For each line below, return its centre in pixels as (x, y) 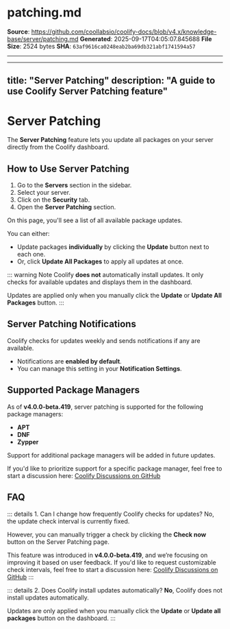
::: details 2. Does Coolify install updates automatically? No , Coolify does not (115, 590)
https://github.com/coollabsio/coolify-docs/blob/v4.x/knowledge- (124, 32)
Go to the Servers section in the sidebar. (74, 185)
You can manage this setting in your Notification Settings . (100, 368)
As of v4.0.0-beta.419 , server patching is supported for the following (105, 407)
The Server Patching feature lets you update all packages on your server (110, 140)
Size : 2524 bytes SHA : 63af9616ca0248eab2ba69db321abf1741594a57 (101, 46)
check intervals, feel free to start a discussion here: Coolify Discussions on (113, 569)
